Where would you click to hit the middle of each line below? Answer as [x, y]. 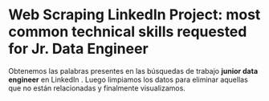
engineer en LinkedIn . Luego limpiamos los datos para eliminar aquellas [128, 79]
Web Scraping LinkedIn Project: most [134, 15]
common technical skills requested [128, 32]
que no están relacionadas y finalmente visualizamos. [97, 88]
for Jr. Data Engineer [78, 49]
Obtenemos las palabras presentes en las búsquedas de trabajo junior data [133, 71]
